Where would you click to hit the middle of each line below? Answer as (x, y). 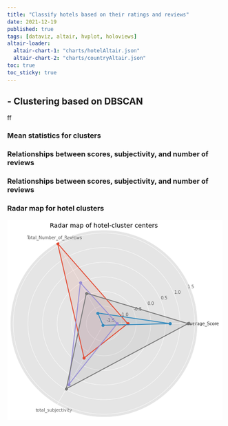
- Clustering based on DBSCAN (75, 102)
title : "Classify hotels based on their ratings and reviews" (98, 14)
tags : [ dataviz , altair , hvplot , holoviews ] (72, 36)
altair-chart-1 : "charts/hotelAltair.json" (76, 51)
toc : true (21, 65)
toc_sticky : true (32, 72)
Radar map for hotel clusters (56, 209)
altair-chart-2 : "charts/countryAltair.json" (80, 58)
